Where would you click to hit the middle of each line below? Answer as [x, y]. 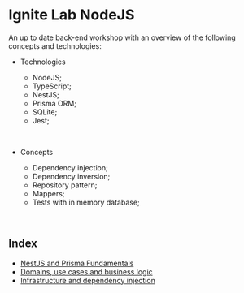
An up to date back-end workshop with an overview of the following [122, 37]
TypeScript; [52, 86]
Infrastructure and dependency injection [88, 280]
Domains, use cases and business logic [86, 271]
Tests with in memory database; [86, 202]
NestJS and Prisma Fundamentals [77, 263]
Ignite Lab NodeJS [72, 15]
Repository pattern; [65, 185]
